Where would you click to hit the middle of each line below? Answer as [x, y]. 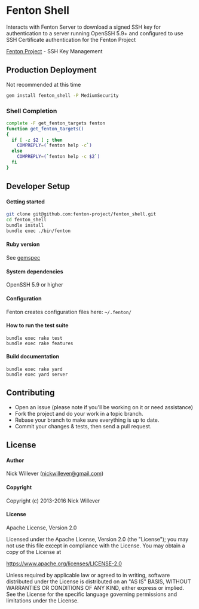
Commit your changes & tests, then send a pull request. [83, 426]
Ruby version [23, 244]
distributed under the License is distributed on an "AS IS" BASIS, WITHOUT [99, 581]
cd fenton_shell [26, 220]
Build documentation [33, 357]
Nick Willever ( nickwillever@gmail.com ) [55, 474]
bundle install [25, 226]
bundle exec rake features [40, 343]
